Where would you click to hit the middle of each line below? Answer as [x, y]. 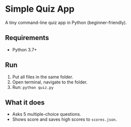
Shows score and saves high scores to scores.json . [65, 119]
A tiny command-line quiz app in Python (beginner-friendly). [66, 22]
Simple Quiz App [40, 9]
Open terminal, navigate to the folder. [50, 82]
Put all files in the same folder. [43, 77]
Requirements [27, 38]
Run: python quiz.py [33, 87]
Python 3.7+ [25, 49]
